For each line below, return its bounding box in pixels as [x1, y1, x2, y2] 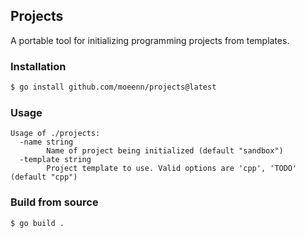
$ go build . [10, 218, 65, 228]
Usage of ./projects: [10, 129, 101, 139]
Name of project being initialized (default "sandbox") [46, 146, 284, 156]
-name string [19, 137, 74, 148]
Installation [10, 59, 67, 73]
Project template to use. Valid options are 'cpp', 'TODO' [46, 164, 298, 174]
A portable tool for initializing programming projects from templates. [10, 34, 290, 46]
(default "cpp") [10, 172, 78, 183]
